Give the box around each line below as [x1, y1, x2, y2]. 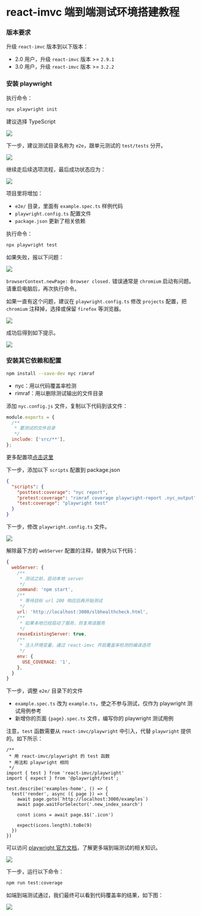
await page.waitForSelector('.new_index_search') [17, 802, 144, 808]
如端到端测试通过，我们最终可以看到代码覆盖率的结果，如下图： [6, 891, 163, 899]
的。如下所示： [6, 735, 43, 742]
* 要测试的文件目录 [14, 425, 56, 431]
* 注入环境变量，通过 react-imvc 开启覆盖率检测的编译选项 [19, 642, 151, 649]
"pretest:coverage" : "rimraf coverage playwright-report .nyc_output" [17, 494, 197, 501]
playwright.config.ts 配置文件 [14, 210, 92, 217]
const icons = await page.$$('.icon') [17, 812, 114, 818]
